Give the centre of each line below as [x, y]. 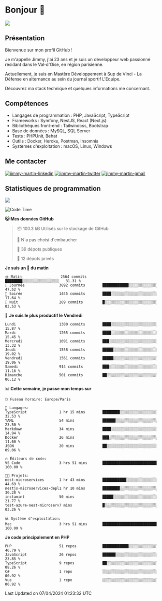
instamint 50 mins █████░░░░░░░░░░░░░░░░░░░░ [81, 497]
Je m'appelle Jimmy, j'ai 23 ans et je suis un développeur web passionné [78, 59]
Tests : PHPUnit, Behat [34, 136]
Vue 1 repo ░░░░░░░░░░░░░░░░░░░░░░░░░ [81, 580]
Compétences [27, 104]
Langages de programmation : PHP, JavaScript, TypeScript [71, 115]
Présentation [25, 38]
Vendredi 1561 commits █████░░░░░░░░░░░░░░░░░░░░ [81, 358]
